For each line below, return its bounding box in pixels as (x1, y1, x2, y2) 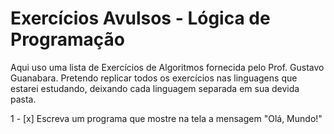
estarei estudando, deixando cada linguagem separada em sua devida (10, 82, 300, 94)
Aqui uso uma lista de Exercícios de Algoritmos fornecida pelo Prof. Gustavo (10, 61, 325, 73)
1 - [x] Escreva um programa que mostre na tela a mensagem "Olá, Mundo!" (10, 112, 323, 124)
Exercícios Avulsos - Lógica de (10, 7, 271, 30)
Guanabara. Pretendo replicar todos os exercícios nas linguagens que (10, 72, 298, 84)
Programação (10, 28, 125, 51)
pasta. (10, 93, 37, 105)
